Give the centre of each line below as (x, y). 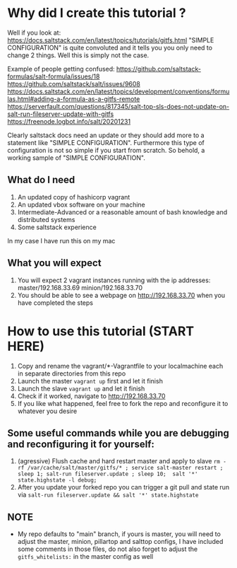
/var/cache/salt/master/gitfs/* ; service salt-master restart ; (125, 468)
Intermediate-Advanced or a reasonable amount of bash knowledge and (122, 212)
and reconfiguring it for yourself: (81, 444)
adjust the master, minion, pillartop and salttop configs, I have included (120, 542)
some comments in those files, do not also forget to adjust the (108, 549)
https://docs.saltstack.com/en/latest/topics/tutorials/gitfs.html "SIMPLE (111, 40)
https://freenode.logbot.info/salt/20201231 (69, 121)
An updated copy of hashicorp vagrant (74, 197)
